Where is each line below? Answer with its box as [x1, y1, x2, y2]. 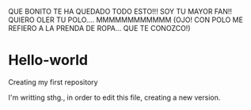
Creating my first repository [8, 77, 98, 86]
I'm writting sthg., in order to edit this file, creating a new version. [8, 93, 221, 102]
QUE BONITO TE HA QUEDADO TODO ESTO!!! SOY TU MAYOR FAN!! [8, 7, 232, 16]
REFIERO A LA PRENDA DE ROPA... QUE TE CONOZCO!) [8, 24, 191, 32]
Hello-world [8, 51, 89, 70]
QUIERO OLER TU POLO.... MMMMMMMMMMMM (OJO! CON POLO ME [8, 15, 244, 25]
